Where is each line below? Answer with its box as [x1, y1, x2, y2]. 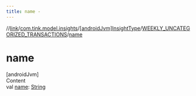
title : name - [6, 8, 41, 15]
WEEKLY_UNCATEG [142, 25, 190, 32]
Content [6, 77, 26, 84]
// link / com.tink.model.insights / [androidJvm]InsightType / [6, 25, 142, 32]
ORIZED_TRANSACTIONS [6, 30, 68, 38]
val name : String [6, 83, 46, 90]
